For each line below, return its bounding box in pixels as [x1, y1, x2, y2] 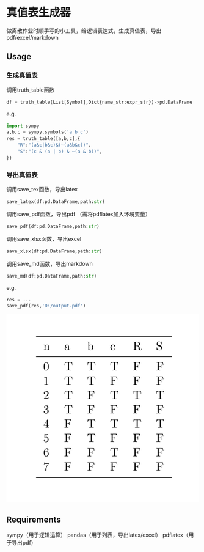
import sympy [6, 123, 40, 129]
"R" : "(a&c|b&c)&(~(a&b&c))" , [17, 142, 92, 149]
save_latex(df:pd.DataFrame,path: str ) [6, 199, 105, 205]
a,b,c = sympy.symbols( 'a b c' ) [6, 129, 89, 135]
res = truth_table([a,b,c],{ [6, 136, 81, 142]
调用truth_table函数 [6, 86, 55, 94]
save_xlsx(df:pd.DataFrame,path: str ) [6, 248, 103, 254]
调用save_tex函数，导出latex [6, 186, 78, 193]
